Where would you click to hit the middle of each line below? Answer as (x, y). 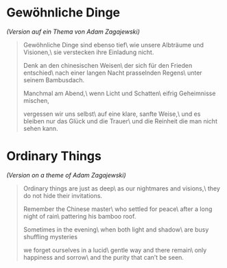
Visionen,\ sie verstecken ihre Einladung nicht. (88, 52)
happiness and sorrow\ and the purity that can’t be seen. (104, 257)
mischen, (36, 100)
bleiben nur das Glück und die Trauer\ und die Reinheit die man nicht (120, 121)
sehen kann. (41, 128)
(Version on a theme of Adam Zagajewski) (66, 175)
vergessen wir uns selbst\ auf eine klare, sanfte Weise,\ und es (112, 114)
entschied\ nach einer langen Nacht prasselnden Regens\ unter (113, 73)
